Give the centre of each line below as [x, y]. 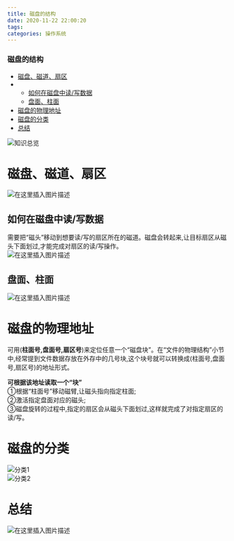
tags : [15, 27]
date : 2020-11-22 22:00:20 [47, 20]
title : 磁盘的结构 [32, 14]
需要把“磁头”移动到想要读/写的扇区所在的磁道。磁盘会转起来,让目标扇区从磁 [117, 238]
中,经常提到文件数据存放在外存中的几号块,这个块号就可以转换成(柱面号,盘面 [116, 359]
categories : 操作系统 [37, 34]
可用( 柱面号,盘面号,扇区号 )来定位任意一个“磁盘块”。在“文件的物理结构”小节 [116, 350]
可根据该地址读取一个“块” [45, 382]
